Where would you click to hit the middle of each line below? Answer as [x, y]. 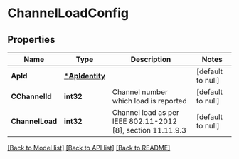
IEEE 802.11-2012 [145, 121]
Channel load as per [145, 112]
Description [151, 60]
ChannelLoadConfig [68, 13]
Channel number [140, 92]
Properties [31, 40]
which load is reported [149, 101]
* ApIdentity [84, 76]
